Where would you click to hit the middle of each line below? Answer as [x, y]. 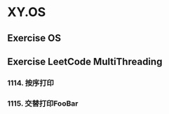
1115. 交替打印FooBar [43, 104]
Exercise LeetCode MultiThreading [85, 61]
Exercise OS [34, 38]
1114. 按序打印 [31, 83]
